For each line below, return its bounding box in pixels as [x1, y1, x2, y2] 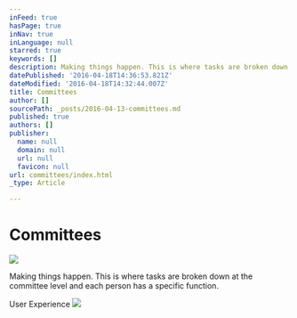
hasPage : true [9, 21, 62, 30]
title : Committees [9, 87, 77, 96]
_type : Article [9, 179, 66, 188]
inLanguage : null [9, 37, 74, 47]
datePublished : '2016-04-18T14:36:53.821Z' [9, 71, 173, 80]
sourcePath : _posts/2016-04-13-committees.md [9, 104, 181, 113]
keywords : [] [9, 54, 58, 63]
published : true [9, 112, 69, 121]
